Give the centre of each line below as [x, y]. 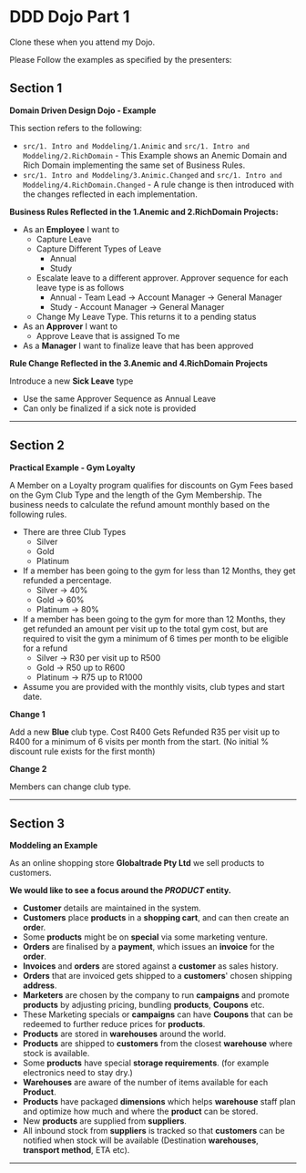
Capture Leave [64, 239]
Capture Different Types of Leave [99, 249]
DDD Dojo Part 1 [70, 17]
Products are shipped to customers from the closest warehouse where [158, 1044]
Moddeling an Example [54, 846]
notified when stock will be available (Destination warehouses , [141, 1140]
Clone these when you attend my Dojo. [82, 42]
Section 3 [37, 823]
